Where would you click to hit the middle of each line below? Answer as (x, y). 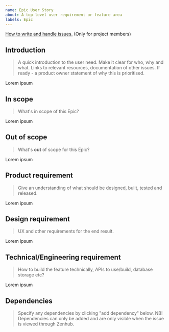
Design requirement (38, 219)
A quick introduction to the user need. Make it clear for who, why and (91, 62)
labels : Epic (19, 19)
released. (28, 193)
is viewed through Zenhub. (46, 324)
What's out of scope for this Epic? (54, 149)
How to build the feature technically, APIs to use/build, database (85, 270)
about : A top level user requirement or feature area (64, 15)
